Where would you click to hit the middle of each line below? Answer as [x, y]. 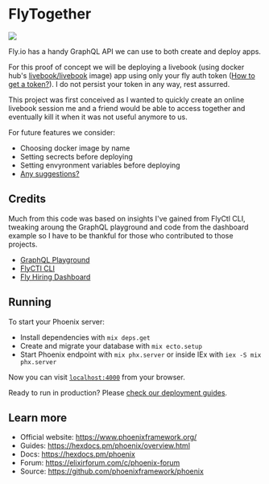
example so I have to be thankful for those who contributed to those [121, 235]
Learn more [38, 418]
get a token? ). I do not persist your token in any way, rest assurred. [119, 84]
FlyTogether [50, 14]
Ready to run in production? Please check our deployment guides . [118, 392]
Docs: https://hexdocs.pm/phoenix [77, 454]
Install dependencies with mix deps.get [85, 337]
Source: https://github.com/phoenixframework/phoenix [112, 471]
